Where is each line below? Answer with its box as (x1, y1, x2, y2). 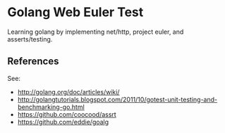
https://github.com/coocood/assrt (17, 110, 116, 118)
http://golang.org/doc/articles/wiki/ (17, 87, 120, 96)
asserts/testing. (7, 34, 53, 43)
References (7, 56, 59, 68)
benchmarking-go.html (17, 103, 85, 111)
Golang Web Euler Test (7, 4, 144, 20)
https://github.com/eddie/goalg (17, 118, 109, 126)
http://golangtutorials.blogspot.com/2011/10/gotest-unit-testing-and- (17, 95, 217, 103)
